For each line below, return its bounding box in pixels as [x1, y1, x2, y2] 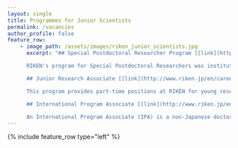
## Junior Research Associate [25, 75, 115, 82]
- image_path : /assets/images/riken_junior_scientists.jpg [20, 43, 198, 50]
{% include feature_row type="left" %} [7, 132, 120, 141]
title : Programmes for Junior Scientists [7, 17, 132, 24]
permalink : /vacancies [7, 23, 74, 30]
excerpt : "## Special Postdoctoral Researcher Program [25, 50, 192, 57]
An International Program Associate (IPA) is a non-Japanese [25, 113, 211, 121]
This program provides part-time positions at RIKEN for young [25, 87, 217, 95]
